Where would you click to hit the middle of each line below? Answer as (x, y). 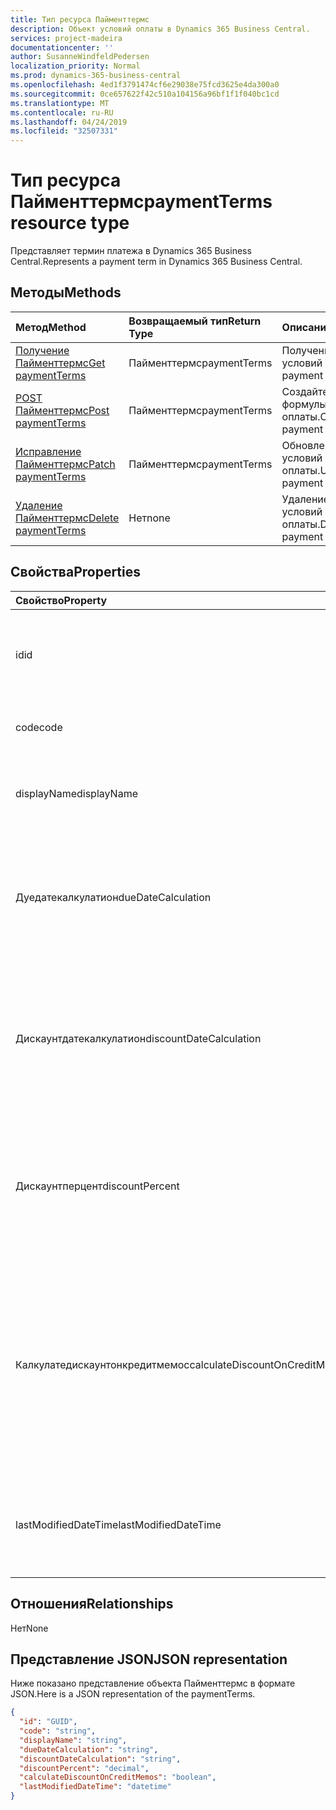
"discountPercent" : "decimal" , (84, 1768)
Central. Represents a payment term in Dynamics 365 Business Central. (156, 262)
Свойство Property (61, 600)
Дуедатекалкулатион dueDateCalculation (113, 897)
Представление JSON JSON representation (149, 1659)
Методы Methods (66, 292)
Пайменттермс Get (60, 363)
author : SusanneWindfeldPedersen (80, 57)
